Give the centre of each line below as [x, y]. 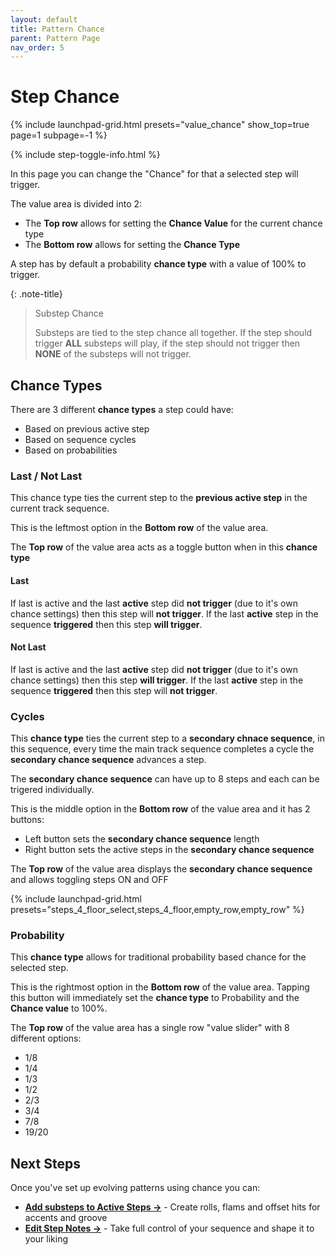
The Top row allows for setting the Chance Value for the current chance [173, 223]
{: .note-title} [36, 294]
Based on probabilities [71, 450]
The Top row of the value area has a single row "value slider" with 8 [150, 1028]
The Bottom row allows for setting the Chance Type [132, 245]
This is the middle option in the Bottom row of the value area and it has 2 [160, 809]
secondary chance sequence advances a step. [108, 759]
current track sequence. [60, 508]
